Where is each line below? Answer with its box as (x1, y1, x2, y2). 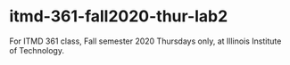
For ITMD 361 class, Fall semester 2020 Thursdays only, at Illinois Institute (9, 36, 282, 46)
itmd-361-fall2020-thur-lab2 (9, 6, 228, 27)
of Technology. (9, 45, 65, 55)
